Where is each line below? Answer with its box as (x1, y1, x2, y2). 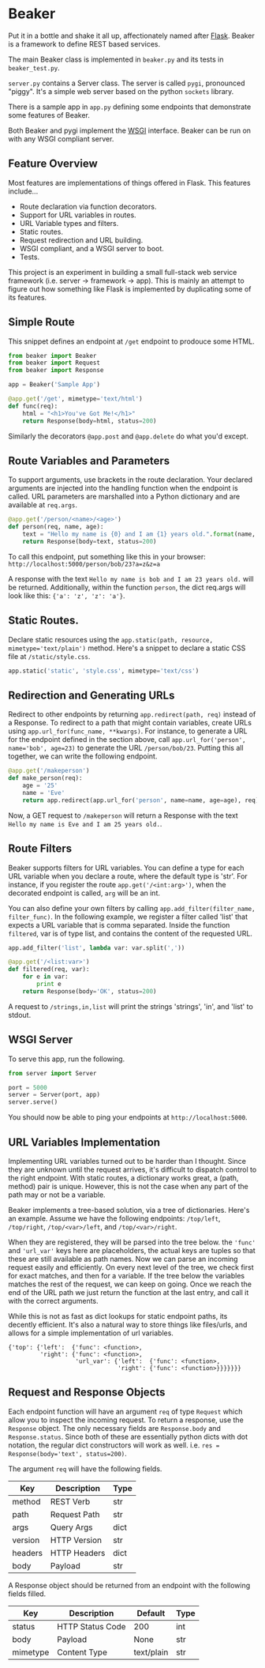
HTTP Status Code (56, 1621, 126, 1632)
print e (36, 981, 62, 988)
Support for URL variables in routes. (19, 210, 136, 220)
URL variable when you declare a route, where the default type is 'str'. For (8, 871, 248, 881)
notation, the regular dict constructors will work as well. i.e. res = (8, 1440, 220, 1450)
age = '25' (22, 781, 58, 790)
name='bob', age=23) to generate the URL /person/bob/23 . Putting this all (8, 744, 244, 753)
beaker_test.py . (8, 62, 61, 72)
